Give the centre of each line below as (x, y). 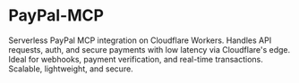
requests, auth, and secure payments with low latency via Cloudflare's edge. (149, 49)
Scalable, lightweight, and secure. (71, 69)
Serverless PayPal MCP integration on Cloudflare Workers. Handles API (140, 40)
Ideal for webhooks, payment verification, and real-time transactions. (136, 59)
